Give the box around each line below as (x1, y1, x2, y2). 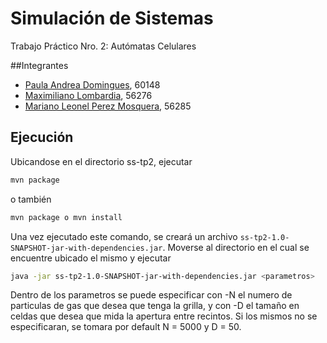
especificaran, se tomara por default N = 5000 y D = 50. (10, 321, 242, 333)
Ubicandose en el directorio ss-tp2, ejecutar (10, 155, 193, 167)
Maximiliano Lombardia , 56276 (24, 89, 153, 101)
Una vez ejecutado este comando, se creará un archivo (10, 230, 238, 242)
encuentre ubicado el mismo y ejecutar (10, 252, 172, 264)
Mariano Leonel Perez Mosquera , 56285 (24, 100, 192, 112)
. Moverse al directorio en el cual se (162, 241, 310, 253)
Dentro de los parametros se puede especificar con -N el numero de (10, 289, 293, 301)
